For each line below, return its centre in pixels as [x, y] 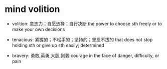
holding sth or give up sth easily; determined [58, 45]
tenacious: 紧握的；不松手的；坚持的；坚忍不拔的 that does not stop [82, 39]
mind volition [32, 9]
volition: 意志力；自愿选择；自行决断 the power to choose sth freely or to [87, 23]
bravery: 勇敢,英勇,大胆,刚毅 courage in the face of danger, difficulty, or [86, 55]
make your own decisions [38, 29]
